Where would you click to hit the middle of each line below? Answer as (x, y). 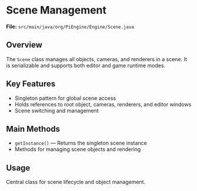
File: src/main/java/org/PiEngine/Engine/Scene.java (70, 26)
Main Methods (33, 129)
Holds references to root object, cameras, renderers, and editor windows (103, 104)
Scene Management (56, 10)
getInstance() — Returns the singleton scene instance (81, 143)
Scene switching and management (56, 110)
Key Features (31, 84)
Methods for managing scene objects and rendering (78, 149)
